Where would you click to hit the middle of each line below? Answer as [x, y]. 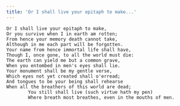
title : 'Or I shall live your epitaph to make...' [72, 12]
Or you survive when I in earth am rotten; [62, 34]
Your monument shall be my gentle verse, [59, 71]
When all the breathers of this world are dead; [69, 87]
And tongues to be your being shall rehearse [65, 81]
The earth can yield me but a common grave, [63, 60]
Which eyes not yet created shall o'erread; [63, 76]
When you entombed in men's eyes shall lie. [63, 65]
